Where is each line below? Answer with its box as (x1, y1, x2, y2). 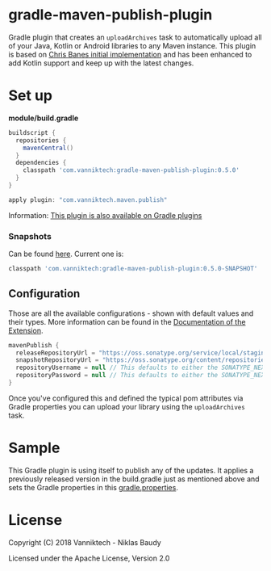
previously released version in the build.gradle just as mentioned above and (8, 474, 260, 484)
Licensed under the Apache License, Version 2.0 (8, 553, 170, 563)
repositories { (15, 136, 67, 145)
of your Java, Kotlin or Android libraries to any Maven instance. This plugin (8, 40, 256, 50)
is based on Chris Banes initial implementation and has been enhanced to (8, 49, 252, 59)
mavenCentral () (23, 144, 74, 152)
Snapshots (8, 230, 52, 241)
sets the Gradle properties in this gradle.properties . (8, 482, 179, 492)
